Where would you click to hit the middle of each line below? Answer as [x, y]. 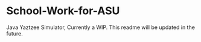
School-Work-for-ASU [63, 11]
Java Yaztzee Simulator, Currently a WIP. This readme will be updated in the [101, 27]
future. [14, 33]
